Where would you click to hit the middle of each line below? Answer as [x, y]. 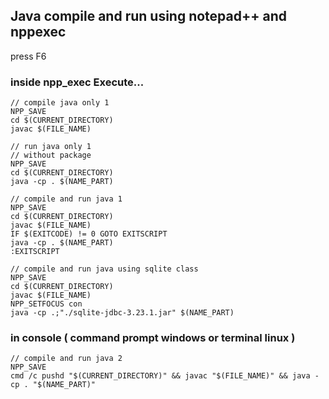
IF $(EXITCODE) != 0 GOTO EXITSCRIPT [89, 234]
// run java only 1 [51, 147]
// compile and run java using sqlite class [104, 269]
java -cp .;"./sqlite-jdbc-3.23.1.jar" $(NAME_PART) [122, 313]
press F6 [28, 56]
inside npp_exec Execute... [77, 82]
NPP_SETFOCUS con [46, 304]
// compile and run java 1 [66, 199]
